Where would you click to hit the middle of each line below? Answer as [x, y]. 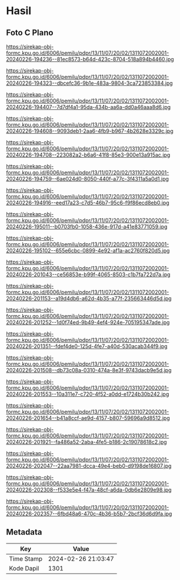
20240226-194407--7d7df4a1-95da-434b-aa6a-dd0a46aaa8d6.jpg [89, 107]
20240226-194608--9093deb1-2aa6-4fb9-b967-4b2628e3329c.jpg [90, 131]
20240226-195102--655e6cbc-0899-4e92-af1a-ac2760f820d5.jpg [88, 251]
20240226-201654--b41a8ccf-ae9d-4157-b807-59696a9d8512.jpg [88, 418]
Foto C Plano [30, 33]
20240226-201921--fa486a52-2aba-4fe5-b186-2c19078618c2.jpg [86, 442]
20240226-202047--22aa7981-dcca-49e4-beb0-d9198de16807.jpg [89, 466]
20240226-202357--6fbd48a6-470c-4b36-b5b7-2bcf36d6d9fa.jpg [89, 514]
